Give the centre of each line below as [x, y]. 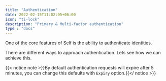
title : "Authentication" [31, 10]
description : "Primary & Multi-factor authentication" [64, 24]
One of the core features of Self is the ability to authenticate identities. [79, 43]
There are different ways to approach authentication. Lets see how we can [83, 53]
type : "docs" [20, 29]
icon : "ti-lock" [22, 19]
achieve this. [19, 58]
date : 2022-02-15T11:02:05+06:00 [41, 15]
